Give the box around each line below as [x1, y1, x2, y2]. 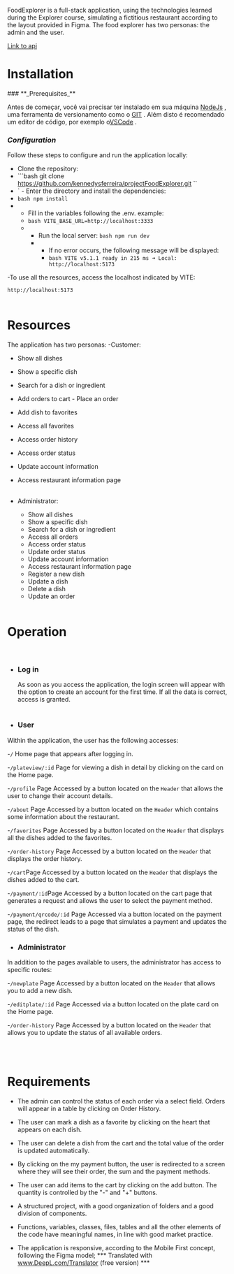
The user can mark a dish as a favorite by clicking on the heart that [17, 1117, 211, 1126]
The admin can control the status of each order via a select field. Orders [17, 1096, 226, 1105]
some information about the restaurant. [7, 812, 120, 820]
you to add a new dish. [7, 987, 73, 994]
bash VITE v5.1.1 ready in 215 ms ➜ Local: [48, 255, 177, 262]
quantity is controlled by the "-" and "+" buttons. [17, 1188, 158, 1196]
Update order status [27, 548, 86, 556]
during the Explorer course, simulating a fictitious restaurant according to [7, 13, 218, 22]
